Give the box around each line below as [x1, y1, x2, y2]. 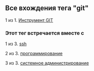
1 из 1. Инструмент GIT [5, 17, 53, 23]
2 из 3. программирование [5, 51, 63, 57]
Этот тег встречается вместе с [5, 29, 84, 36]
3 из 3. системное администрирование [5, 60, 89, 66]
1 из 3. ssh [5, 41, 27, 47]
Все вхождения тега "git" [5, 4, 89, 12]
